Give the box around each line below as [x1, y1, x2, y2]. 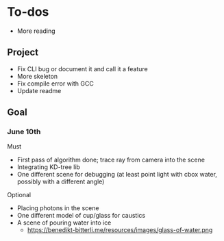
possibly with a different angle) [16, 177, 105, 186]
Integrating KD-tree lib [16, 163, 81, 171]
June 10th [7, 127, 41, 137]
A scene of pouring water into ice [16, 218, 112, 227]
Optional [7, 191, 32, 199]
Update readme [16, 86, 62, 94]
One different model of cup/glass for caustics [16, 212, 146, 220]
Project [7, 47, 39, 58]
